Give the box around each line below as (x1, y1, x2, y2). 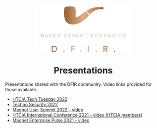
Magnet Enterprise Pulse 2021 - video (12, 117, 90, 123)
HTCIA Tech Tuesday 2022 (12, 96, 68, 102)
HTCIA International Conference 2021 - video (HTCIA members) (12, 112, 143, 118)
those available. (5, 86, 37, 92)
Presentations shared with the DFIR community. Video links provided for (5, 81, 152, 87)
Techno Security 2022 (12, 101, 58, 107)
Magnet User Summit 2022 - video (12, 107, 83, 113)
